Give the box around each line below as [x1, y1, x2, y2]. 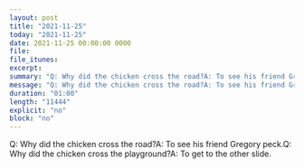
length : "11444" [9, 97, 71, 107]
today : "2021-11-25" [9, 30, 88, 39]
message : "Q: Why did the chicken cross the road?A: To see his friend [9, 80, 285, 89]
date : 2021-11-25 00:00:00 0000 [9, 38, 131, 48]
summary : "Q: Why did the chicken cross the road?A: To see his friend [9, 72, 285, 81]
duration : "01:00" [9, 89, 79, 98]
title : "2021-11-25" [9, 22, 88, 31]
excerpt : [9, 64, 43, 73]
